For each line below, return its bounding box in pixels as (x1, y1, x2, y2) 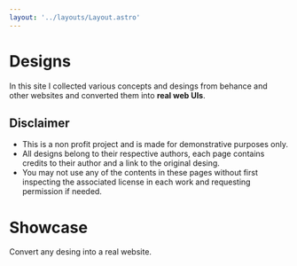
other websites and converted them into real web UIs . (9, 90, 206, 100)
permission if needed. (21, 186, 102, 197)
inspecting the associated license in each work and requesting (21, 176, 251, 187)
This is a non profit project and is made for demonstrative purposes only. (21, 139, 288, 150)
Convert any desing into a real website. (9, 246, 152, 257)
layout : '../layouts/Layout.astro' (9, 12, 141, 22)
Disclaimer (9, 115, 70, 130)
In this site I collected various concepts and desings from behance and (9, 81, 268, 91)
